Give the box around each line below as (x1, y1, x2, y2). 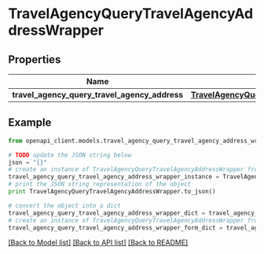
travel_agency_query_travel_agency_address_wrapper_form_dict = (8, 223, 223, 232)
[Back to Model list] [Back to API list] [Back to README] (8, 237, 189, 248)
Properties (8, 53, 61, 66)
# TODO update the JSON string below (8, 151, 132, 159)
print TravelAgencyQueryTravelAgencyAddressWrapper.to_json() (8, 188, 216, 196)
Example (8, 116, 52, 130)
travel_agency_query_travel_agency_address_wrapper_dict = (8, 209, 206, 217)
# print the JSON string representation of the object (8, 180, 192, 189)
